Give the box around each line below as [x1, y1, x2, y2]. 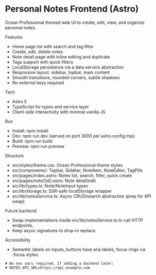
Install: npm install [12, 128, 49, 133]
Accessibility [5, 237, 31, 243]
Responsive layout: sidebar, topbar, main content [12, 69, 110, 75]
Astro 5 [12, 98, 27, 104]
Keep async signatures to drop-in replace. [12, 227, 97, 233]
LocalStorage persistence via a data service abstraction [12, 64, 124, 70]
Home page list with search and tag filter [12, 43, 94, 49]
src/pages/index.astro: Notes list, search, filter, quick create [12, 172, 132, 178]
